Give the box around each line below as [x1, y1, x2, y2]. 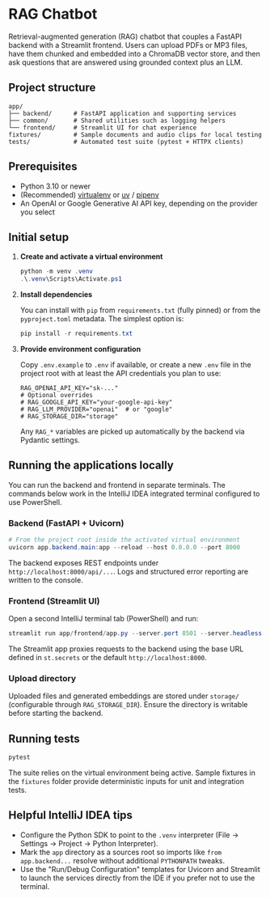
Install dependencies [19, 290, 93, 299]
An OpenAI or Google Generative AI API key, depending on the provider [19, 198, 258, 208]
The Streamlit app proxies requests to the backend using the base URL [8, 644, 244, 654]
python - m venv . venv [19, 268, 94, 276]
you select [19, 207, 55, 217]
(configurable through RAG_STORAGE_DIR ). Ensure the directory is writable [8, 700, 248, 710]
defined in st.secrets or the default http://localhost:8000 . [8, 653, 208, 663]
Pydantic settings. [19, 435, 81, 445]
